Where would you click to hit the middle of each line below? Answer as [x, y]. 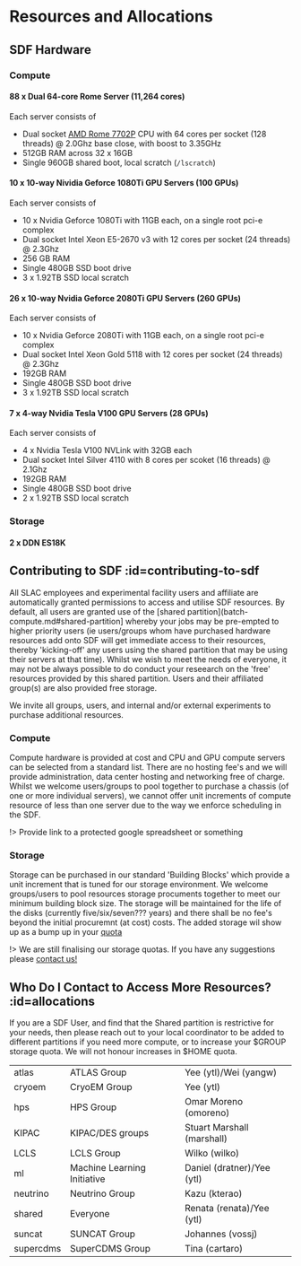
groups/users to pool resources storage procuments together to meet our [145, 894]
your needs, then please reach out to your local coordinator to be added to [147, 1033]
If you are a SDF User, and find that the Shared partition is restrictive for [142, 1023]
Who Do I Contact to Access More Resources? [140, 987]
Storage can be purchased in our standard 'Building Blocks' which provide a [150, 875]
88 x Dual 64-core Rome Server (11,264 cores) [97, 97]
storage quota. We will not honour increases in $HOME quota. [123, 1052]
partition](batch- [218, 611]
